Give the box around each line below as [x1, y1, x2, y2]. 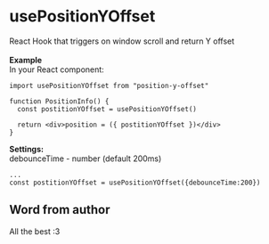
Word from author [9, 202, 110, 217]
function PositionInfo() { [9, 96, 110, 106]
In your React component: [9, 64, 104, 75]
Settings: [9, 143, 45, 154]
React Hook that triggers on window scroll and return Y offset [9, 36, 235, 46]
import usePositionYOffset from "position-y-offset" [9, 81, 209, 90]
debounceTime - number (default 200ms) [9, 153, 162, 164]
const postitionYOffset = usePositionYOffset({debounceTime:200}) [9, 178, 261, 187]
